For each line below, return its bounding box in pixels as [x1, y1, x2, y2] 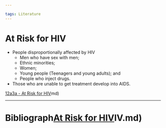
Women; [19, 65, 37, 71]
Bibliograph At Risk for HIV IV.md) [5, 112, 142, 124]
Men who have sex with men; [19, 54, 80, 60]
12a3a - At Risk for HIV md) [5, 90, 59, 96]
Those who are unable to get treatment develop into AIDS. [12, 81, 131, 86]
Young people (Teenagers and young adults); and [19, 70, 121, 76]
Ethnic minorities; [19, 60, 55, 66]
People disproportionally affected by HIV [12, 49, 95, 55]
